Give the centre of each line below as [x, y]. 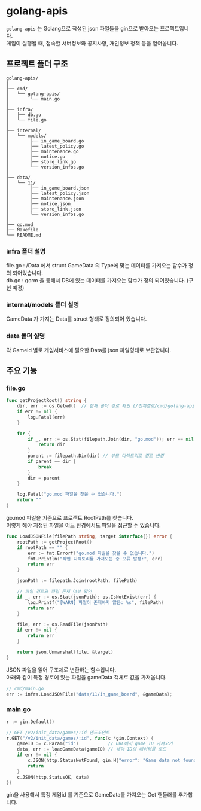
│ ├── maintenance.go [42, 151]
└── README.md [24, 235]
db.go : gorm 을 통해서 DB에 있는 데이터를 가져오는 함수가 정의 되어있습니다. [96, 281]
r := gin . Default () [31, 722]
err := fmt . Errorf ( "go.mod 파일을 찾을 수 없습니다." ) [91, 553]
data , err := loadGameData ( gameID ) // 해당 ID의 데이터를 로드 [92, 749]
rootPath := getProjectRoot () [55, 542]
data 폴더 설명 [26, 336]
